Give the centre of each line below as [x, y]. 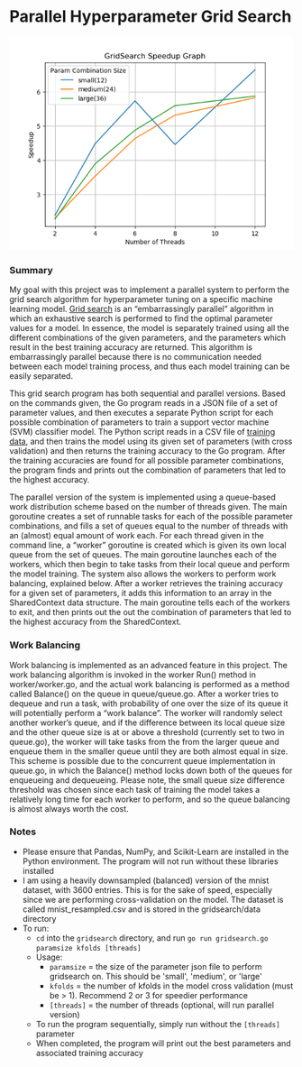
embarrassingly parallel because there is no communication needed [136, 357]
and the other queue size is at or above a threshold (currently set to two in [147, 731]
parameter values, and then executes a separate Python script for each [142, 413]
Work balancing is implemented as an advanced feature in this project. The [149, 665]
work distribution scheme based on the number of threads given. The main [148, 507]
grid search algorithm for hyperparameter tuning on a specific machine [141, 299]
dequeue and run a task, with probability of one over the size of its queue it [149, 703]
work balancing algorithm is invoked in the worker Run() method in [133, 675]
